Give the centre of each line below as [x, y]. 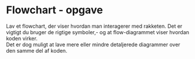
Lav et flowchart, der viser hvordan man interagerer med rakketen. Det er [94, 26]
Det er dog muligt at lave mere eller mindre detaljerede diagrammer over [93, 45]
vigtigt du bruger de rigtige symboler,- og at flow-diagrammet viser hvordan [97, 32]
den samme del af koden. [37, 50]
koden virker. [22, 38]
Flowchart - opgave [55, 10]
